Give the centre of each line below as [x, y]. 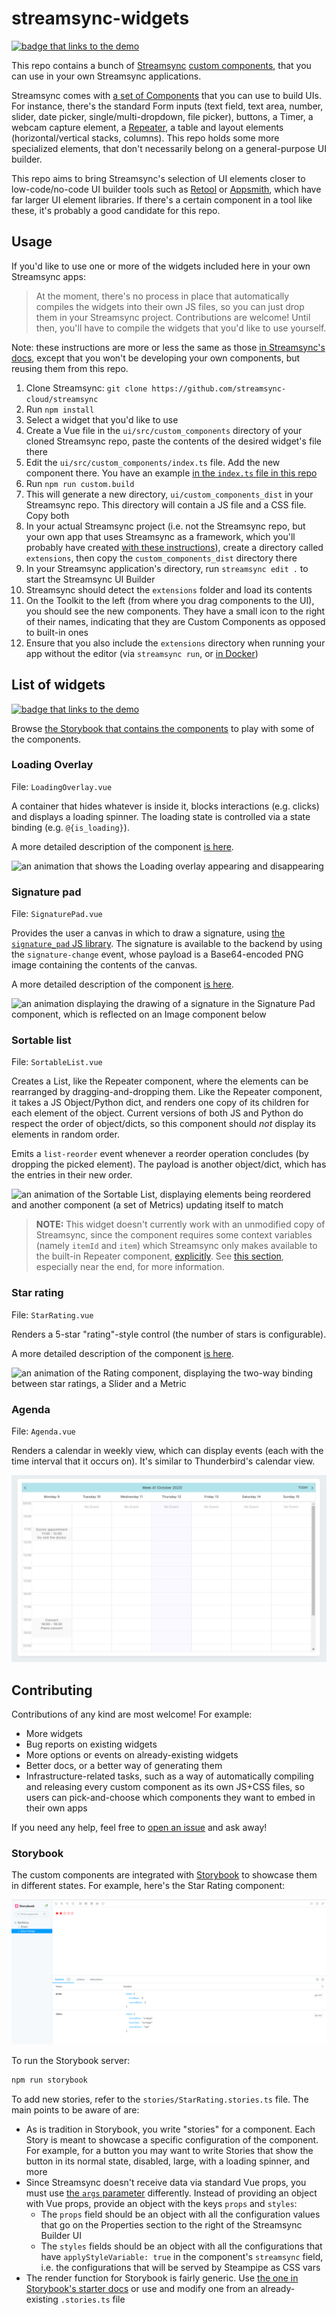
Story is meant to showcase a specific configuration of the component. [172, 2139]
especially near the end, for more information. [130, 1267]
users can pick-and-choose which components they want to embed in [170, 1798]
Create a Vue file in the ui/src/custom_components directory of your [164, 430]
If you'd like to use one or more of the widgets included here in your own [161, 266]
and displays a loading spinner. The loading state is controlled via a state [161, 816]
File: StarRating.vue [52, 1314]
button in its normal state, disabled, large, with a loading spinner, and [168, 2161]
